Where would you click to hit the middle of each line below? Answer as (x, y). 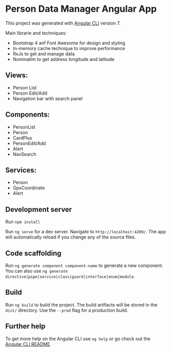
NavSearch (25, 154)
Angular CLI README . (28, 344)
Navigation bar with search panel (48, 98)
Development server (39, 210)
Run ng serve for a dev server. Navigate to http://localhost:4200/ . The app (86, 232)
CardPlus (22, 138)
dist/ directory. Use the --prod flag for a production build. (67, 310)
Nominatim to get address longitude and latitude (63, 59)
